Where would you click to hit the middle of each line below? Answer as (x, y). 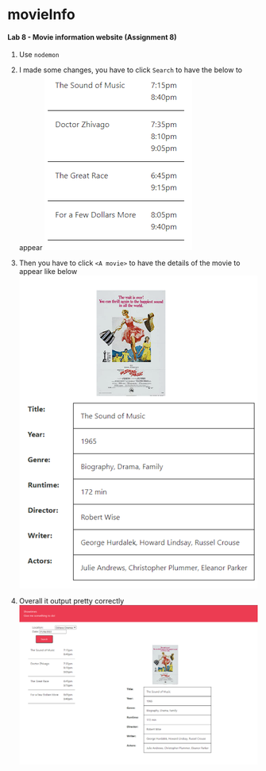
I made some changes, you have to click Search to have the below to (131, 70)
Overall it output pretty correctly (71, 600)
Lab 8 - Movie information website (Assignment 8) (92, 37)
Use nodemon (39, 55)
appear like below (48, 272)
